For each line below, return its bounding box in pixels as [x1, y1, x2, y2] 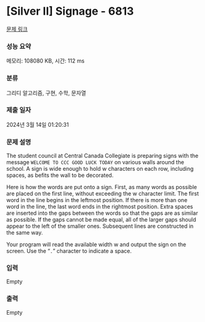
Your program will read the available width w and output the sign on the [6, 241, 187, 249]
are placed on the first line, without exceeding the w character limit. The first [6, 190, 199, 197]
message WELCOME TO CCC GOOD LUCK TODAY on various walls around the [6, 159, 185, 166]
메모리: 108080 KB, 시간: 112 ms [6, 57, 84, 65]
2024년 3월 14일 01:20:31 [6, 121, 69, 128]
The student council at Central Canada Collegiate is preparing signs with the [6, 152, 199, 160]
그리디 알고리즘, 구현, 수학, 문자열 [6, 89, 87, 96]
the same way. [6, 229, 43, 236]
